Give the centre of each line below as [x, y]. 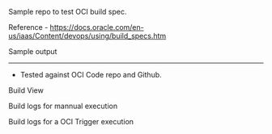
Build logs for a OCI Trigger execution [71, 121]
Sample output [33, 51]
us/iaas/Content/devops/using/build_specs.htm [87, 36]
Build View [26, 90]
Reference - [28, 27]
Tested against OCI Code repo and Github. [91, 75]
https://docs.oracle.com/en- [97, 27]
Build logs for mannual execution [63, 106]
